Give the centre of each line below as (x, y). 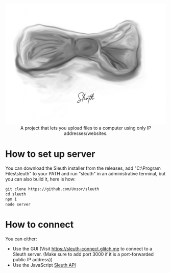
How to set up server (50, 154)
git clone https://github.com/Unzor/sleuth (52, 189)
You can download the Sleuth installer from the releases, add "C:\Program (83, 168)
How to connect (40, 225)
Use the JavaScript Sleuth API (44, 265)
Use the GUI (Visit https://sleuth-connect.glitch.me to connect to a (82, 248)
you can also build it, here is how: (40, 179)
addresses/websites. (86, 133)
